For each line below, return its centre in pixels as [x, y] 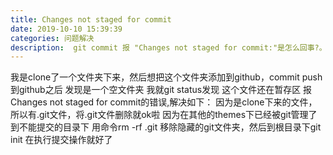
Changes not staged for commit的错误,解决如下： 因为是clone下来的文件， [164, 102]
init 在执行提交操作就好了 [61, 140]
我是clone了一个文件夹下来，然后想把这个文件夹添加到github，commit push [166, 77]
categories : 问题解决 [52, 38]
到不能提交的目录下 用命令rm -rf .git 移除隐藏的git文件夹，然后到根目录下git [166, 127]
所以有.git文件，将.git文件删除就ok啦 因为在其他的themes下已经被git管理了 [164, 115]
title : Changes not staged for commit [91, 19]
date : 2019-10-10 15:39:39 [66, 29]
